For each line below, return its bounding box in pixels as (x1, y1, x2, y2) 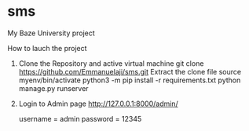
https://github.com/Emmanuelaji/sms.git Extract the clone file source (18, 67, 241, 76)
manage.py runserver (18, 83, 89, 93)
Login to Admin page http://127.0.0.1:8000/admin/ (18, 99, 178, 108)
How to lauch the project (7, 43, 87, 53)
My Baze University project (7, 28, 95, 38)
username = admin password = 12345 (18, 114, 142, 123)
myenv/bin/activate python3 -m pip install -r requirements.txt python (18, 75, 241, 85)
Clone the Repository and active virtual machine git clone (18, 58, 204, 68)
